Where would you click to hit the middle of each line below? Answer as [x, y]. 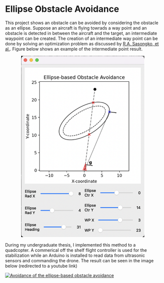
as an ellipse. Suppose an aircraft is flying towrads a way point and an [76, 28]
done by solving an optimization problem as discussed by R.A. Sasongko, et [82, 43]
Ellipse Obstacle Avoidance [62, 9]
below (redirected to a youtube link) [41, 266]
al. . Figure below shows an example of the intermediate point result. [74, 49]
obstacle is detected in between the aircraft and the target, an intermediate [81, 33]
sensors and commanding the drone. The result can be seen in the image [80, 261]
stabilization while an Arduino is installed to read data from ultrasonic [75, 255]
